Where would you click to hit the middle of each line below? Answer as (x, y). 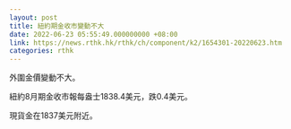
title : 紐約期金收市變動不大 (57, 26)
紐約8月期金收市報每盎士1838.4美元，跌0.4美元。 (101, 97)
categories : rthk (42, 51)
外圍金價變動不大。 (45, 78)
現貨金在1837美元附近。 (53, 116)
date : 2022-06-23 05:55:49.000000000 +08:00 (94, 34)
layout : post (34, 17)
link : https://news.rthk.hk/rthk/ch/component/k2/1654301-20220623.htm (145, 43)
